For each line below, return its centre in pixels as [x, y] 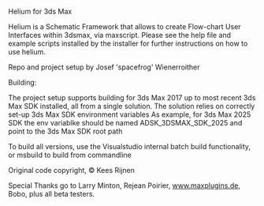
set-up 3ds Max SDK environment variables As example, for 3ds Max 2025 [130, 114]
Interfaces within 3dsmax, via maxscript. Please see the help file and [119, 35]
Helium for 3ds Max [40, 11]
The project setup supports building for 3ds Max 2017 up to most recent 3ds [132, 97]
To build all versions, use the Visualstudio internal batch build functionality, [129, 146]
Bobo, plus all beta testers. [52, 194]
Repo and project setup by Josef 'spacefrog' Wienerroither [104, 67]
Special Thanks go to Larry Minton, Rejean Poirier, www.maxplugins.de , [124, 185]
